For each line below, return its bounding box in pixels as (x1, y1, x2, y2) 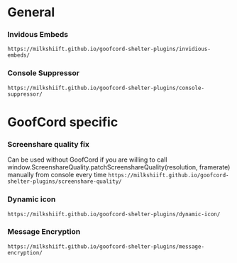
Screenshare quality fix (7, 139, 90, 149)
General (7, 4, 55, 21)
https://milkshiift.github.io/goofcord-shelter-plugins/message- (7, 242, 204, 250)
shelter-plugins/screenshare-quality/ (7, 178, 122, 185)
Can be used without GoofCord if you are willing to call (7, 155, 167, 164)
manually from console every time (7, 171, 107, 179)
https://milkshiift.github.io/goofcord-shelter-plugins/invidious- (7, 45, 211, 53)
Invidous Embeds (7, 30, 69, 40)
